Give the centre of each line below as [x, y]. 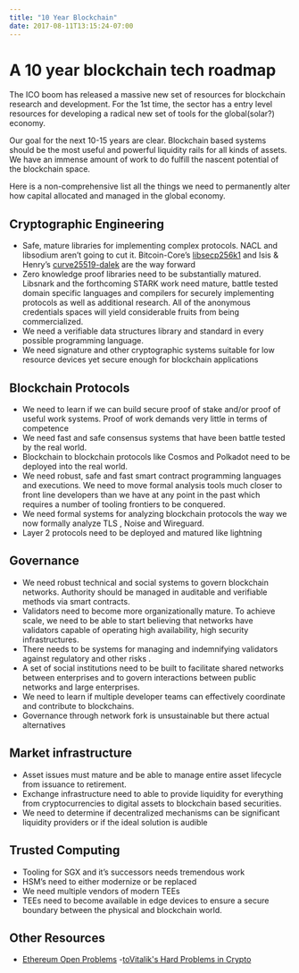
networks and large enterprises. [81, 687]
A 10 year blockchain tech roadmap [143, 70]
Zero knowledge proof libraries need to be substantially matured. [141, 275]
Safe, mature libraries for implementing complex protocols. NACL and [150, 246]
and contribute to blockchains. [78, 706]
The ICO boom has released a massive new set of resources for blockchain [147, 95]
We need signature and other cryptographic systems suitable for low [148, 351]
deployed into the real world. [75, 467]
